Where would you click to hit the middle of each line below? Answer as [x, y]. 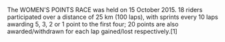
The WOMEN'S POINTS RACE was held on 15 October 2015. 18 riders [105, 10]
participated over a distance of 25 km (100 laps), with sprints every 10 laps [113, 17]
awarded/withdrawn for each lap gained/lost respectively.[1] [92, 31]
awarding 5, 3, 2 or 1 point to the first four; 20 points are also [93, 24]
